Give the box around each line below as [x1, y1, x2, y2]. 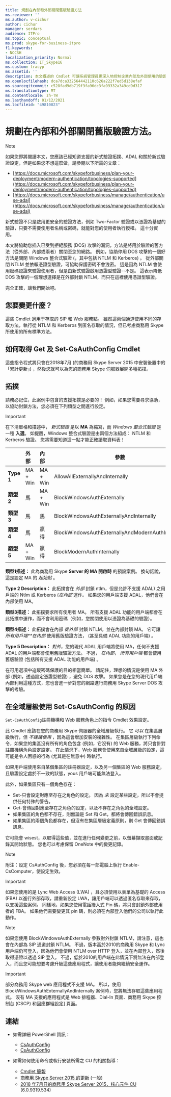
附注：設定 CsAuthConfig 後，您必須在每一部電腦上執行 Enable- [5, 862, 140, 868]
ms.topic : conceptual [5, 36, 51, 41]
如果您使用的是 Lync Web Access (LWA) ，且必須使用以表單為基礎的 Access [5, 889, 165, 895]
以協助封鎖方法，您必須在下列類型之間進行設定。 [5, 403, 108, 409]
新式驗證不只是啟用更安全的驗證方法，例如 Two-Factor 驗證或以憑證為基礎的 [5, 219, 166, 225]
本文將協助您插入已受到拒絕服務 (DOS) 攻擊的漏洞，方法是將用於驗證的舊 [5, 242, 159, 248]
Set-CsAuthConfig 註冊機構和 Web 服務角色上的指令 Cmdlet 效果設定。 [5, 717, 152, 723]
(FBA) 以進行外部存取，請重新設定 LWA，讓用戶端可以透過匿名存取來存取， [5, 896, 163, 902]
